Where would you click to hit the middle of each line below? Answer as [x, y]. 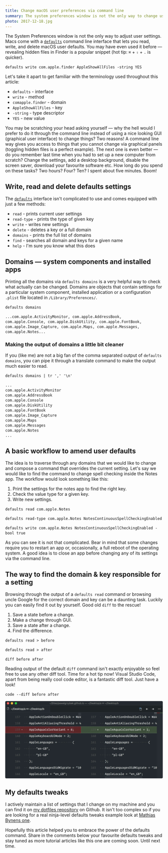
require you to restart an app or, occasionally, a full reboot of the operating [82, 548]
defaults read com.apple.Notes [38, 509]
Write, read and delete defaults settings [68, 187]
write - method [28, 97]
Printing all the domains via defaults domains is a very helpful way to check [83, 282]
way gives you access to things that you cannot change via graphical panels [84, 144]
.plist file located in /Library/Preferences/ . [51, 297]
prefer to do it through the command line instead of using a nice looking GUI [83, 134]
